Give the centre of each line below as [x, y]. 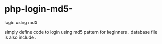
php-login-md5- [39, 9]
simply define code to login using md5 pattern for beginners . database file [81, 32]
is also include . [21, 37]
